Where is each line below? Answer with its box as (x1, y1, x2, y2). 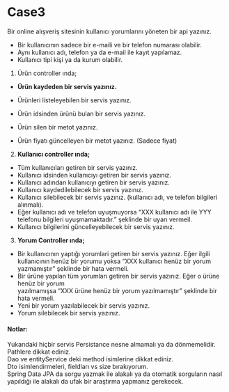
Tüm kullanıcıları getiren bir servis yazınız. (17, 163, 138, 171)
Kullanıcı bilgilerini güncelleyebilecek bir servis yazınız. (17, 222, 175, 230)
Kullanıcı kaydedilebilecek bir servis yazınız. (17, 185, 144, 194)
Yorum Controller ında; (17, 236, 85, 244)
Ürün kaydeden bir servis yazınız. (17, 82, 117, 91)
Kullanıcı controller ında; (17, 150, 90, 158)
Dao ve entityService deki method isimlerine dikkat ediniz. (7, 355, 174, 363)
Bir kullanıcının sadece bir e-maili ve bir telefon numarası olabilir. (17, 40, 202, 49)
